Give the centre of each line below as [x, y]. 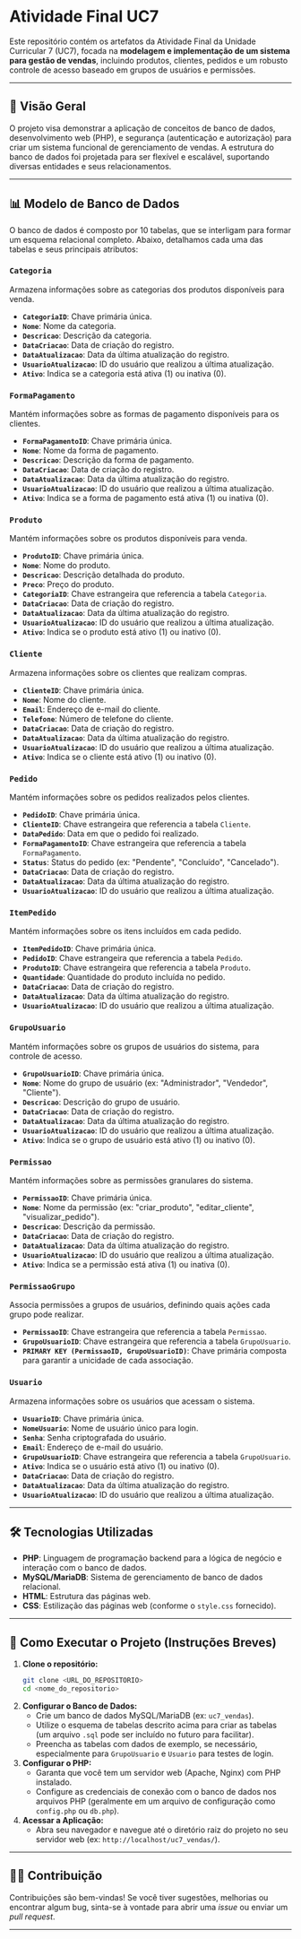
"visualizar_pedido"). [61, 1216]
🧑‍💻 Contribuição [56, 1876]
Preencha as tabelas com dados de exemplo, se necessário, [146, 1744]
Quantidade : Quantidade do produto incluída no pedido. [124, 977]
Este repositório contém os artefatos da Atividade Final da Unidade [133, 41]
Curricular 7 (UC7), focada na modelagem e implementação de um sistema [150, 50]
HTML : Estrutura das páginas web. [86, 1597]
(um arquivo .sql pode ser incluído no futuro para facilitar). [145, 1734]
